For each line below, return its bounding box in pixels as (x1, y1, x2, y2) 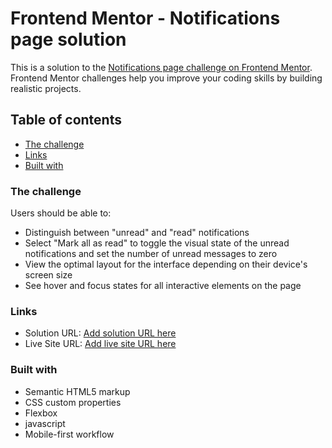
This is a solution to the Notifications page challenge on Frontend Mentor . (10, 61, 313, 73)
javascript (24, 417, 66, 429)
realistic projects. (10, 82, 82, 94)
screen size (24, 269, 73, 281)
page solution (10, 28, 127, 51)
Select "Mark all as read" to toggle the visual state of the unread (24, 237, 290, 249)
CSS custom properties (24, 396, 122, 408)
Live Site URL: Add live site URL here (24, 338, 177, 350)
